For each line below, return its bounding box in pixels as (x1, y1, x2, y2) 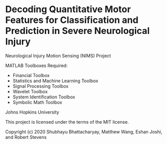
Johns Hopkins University (5, 109, 60, 115)
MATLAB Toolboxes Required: (5, 62, 68, 68)
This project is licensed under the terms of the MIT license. (5, 119, 129, 125)
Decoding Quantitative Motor (5, 4, 131, 15)
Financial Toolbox (12, 72, 50, 78)
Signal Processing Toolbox (12, 83, 69, 89)
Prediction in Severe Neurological (5, 25, 150, 37)
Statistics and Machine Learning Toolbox (12, 78, 98, 84)
